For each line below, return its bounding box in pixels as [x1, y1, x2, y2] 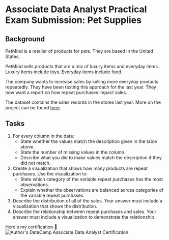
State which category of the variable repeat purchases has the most [20, 176, 163, 182]
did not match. [20, 160, 51, 166]
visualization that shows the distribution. [12, 203, 98, 209]
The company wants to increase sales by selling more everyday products [5, 79, 159, 84]
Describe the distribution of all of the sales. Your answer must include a [12, 197, 163, 204]
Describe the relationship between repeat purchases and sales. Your [12, 208, 157, 215]
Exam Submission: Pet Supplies [5, 14, 142, 26]
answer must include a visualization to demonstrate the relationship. [12, 214, 156, 220]
